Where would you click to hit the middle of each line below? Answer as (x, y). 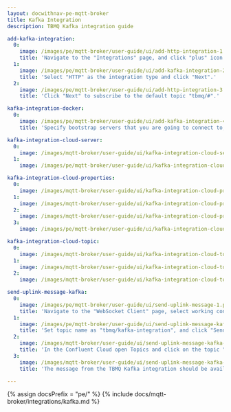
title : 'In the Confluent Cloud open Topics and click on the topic (120, 350)
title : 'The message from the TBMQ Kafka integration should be (113, 369)
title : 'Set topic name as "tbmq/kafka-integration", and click (113, 330)
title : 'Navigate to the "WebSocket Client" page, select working (117, 311)
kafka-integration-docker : (46, 108)
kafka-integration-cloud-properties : (61, 178)
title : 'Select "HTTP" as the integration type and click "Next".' (118, 77)
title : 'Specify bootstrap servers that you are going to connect (117, 128)
